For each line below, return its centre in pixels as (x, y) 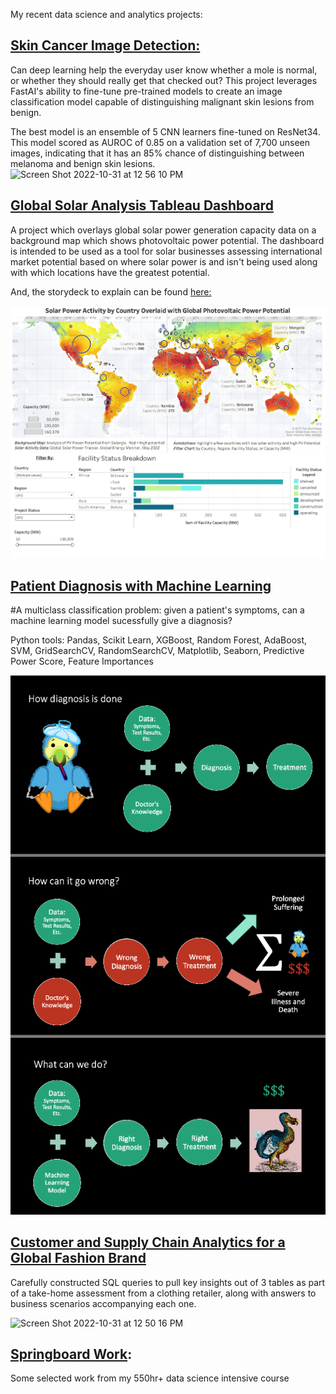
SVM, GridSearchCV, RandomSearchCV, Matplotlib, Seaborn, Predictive (157, 651)
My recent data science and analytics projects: (106, 14)
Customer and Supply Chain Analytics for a (148, 1242)
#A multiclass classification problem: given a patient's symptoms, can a (157, 610)
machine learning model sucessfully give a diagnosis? (121, 621)
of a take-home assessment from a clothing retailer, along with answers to (163, 1293)
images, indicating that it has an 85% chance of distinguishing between (157, 153)
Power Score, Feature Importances (82, 661)
